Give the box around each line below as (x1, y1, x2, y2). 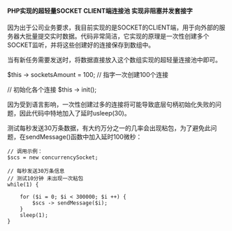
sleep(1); (20, 212, 49, 219)
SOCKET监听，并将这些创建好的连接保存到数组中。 (7, 41, 155, 49)
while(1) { (7, 181, 39, 188)
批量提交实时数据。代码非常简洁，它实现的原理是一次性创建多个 (25, 32, 210, 41)
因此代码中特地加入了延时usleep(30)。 (19, 109, 131, 118)
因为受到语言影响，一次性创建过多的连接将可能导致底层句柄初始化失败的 (7, 100, 215, 108)
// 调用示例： (7, 148, 43, 155)
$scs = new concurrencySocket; (7, 154, 99, 161)
